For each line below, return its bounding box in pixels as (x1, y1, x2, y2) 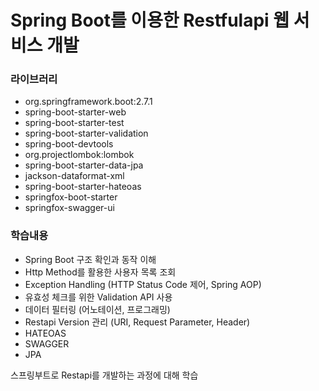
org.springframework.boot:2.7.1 (24, 96, 153, 108)
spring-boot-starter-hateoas (24, 181, 142, 193)
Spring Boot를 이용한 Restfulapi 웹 (10, 9, 290, 32)
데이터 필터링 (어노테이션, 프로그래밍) (24, 303, 171, 315)
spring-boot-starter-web (24, 106, 127, 118)
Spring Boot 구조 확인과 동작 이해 (24, 253, 157, 265)
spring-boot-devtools (24, 138, 114, 150)
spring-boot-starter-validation (24, 127, 149, 140)
